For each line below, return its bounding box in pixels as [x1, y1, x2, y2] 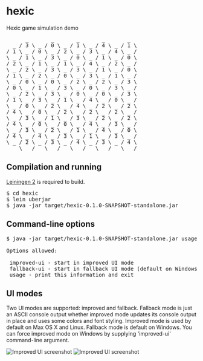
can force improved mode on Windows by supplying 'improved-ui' [6, 330, 171, 337]
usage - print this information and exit [9, 271, 134, 278]
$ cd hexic [6, 189, 39, 197]
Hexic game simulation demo [6, 24, 79, 31]
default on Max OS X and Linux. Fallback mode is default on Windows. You [6, 324, 192, 331]
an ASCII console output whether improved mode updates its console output [6, 311, 197, 318]
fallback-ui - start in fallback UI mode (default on [9, 265, 172, 272]
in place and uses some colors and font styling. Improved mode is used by [6, 317, 192, 325]
